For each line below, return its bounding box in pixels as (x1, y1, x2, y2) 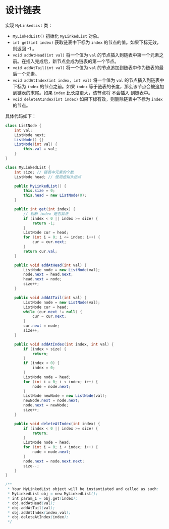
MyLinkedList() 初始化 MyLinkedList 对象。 (12, 33, 102, 39)
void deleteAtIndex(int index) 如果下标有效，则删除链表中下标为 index (12, 96, 163, 102)
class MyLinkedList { (5, 165, 51, 170)
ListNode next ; (14, 132, 46, 138)
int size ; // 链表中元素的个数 (14, 169, 74, 174)
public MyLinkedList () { (14, 184, 67, 189)
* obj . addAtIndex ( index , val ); (7, 510, 71, 515)
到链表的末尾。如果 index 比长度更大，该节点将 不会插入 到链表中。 (12, 89, 153, 96)
